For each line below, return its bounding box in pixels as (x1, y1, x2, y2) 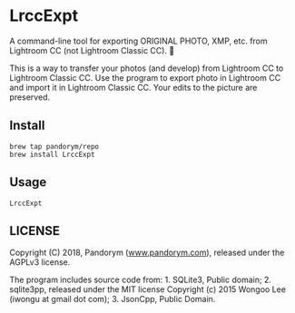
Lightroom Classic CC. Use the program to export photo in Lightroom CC (9, 72, 281, 83)
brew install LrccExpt (9, 150, 95, 159)
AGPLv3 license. (9, 257, 71, 268)
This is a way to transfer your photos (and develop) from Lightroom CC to (9, 63, 284, 73)
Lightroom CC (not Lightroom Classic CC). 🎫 (9, 44, 175, 55)
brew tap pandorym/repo (9, 142, 100, 151)
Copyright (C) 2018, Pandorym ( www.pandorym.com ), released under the (9, 247, 285, 259)
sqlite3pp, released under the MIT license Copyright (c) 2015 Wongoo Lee (9, 284, 286, 295)
